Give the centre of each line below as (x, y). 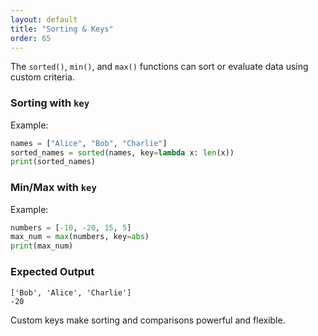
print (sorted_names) (53, 162)
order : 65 (31, 38)
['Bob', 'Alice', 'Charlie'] (71, 292)
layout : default (44, 19)
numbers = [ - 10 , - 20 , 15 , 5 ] (71, 227)
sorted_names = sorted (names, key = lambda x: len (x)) (122, 152)
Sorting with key (50, 103)
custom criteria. (42, 77)
